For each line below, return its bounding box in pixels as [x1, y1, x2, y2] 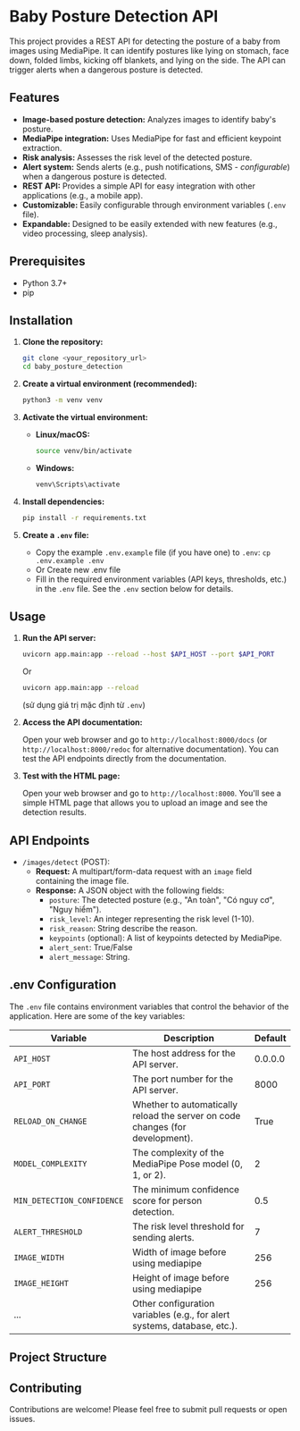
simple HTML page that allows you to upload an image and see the [21, 797, 268, 808]
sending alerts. [132, 1231, 195, 1243]
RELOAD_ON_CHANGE [13, 1115, 87, 1126]
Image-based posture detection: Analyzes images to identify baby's [21, 114, 277, 124]
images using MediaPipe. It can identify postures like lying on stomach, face [9, 45, 289, 55]
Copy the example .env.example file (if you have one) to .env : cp [35, 547, 271, 558]
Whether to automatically [132, 1098, 238, 1110]
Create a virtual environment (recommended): [21, 378, 198, 390]
